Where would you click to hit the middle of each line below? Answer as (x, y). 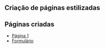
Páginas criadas (30, 24)
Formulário (22, 41)
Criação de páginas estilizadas (52, 8)
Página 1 (20, 36)
